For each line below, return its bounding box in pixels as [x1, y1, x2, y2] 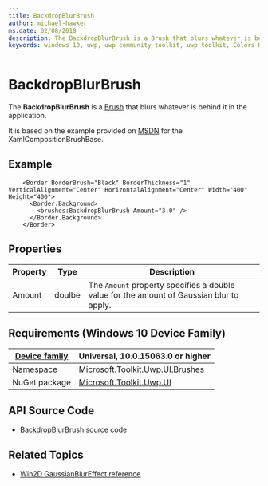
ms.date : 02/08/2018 [8, 26, 77, 34]
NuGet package [12, 377, 72, 388]
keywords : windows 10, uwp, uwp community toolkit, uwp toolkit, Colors [8, 41, 255, 49]
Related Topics [8, 448, 84, 461]
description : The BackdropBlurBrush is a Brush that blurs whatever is [8, 34, 251, 42]
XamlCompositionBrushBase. [8, 135, 104, 144]
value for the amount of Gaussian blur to [88, 289, 239, 300]
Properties [8, 243, 62, 256]
